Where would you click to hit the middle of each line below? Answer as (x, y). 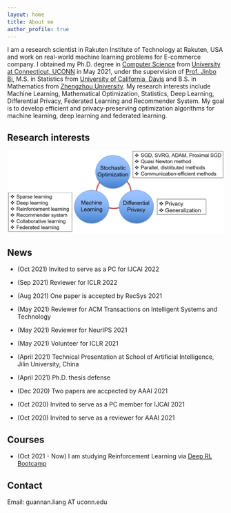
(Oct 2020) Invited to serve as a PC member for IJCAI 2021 (101, 404)
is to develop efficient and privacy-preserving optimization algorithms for (111, 109)
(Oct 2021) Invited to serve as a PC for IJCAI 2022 (88, 269)
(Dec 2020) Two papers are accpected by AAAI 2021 (92, 391)
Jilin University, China (48, 364)
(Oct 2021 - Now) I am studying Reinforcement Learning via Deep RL (114, 456)
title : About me (30, 22)
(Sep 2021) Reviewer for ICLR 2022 (67, 283)
